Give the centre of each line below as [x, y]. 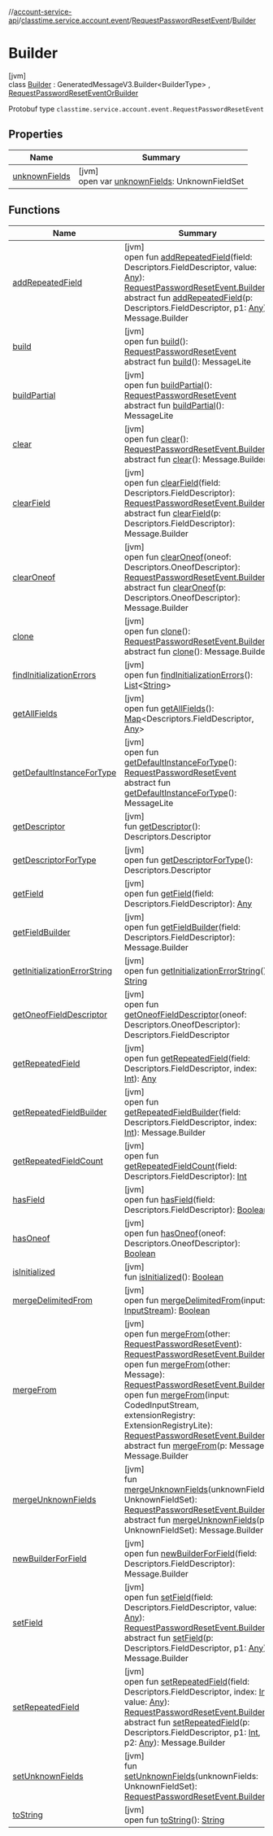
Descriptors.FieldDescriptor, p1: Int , [193, 1732]
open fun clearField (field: [173, 482]
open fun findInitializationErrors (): [189, 674]
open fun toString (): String [175, 1820]
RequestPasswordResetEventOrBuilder [74, 93]
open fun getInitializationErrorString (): [197, 970]
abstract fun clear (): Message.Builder [195, 459]
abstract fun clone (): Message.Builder [197, 652]
